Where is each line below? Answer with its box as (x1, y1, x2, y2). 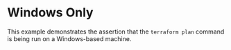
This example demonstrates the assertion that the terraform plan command (7, 27, 225, 36)
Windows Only (7, 5, 94, 21)
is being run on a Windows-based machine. (7, 34, 132, 42)
